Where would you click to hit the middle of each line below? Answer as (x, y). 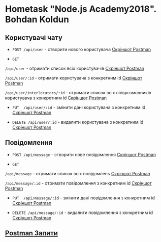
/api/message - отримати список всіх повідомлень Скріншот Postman (78, 173)
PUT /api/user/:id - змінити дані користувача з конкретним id (79, 107)
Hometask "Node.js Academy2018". (81, 9)
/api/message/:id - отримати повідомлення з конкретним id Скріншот (78, 183)
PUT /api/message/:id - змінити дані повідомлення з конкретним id (83, 198)
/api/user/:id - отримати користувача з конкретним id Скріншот (74, 78)
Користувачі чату (34, 38)
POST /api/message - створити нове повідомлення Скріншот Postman (84, 154)
